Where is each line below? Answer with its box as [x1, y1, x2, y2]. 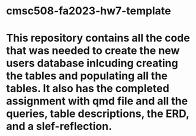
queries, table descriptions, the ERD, [6, 107, 189, 121]
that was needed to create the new [6, 44, 180, 58]
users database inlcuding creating [6, 56, 179, 70]
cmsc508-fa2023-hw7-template [6, 4, 171, 18]
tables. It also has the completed [6, 82, 170, 96]
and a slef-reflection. [6, 120, 113, 133]
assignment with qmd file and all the [6, 94, 188, 108]
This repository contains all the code [6, 31, 191, 45]
